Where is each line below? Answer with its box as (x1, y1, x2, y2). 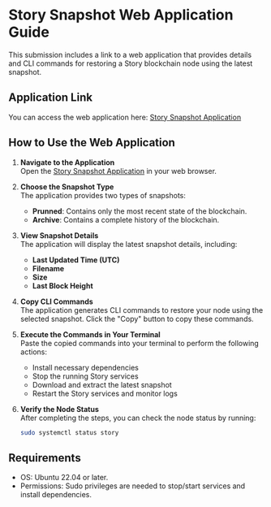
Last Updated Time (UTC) (32, 254, 120, 265)
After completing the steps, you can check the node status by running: (19, 413, 256, 422)
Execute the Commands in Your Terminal (19, 329, 161, 339)
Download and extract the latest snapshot (32, 379, 172, 389)
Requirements (8, 451, 81, 465)
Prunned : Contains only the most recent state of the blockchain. (32, 206, 247, 216)
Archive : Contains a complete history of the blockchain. (32, 214, 220, 224)
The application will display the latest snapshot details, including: (19, 239, 238, 249)
